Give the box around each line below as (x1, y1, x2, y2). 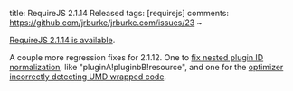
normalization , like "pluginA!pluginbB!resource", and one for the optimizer (9, 62, 284, 72)
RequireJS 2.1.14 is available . (9, 35, 116, 45)
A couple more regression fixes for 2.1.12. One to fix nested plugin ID (9, 52, 264, 62)
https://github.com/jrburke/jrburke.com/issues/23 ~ (9, 17, 203, 28)
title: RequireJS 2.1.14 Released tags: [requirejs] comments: (9, 8, 229, 18)
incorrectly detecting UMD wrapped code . (9, 71, 167, 82)
